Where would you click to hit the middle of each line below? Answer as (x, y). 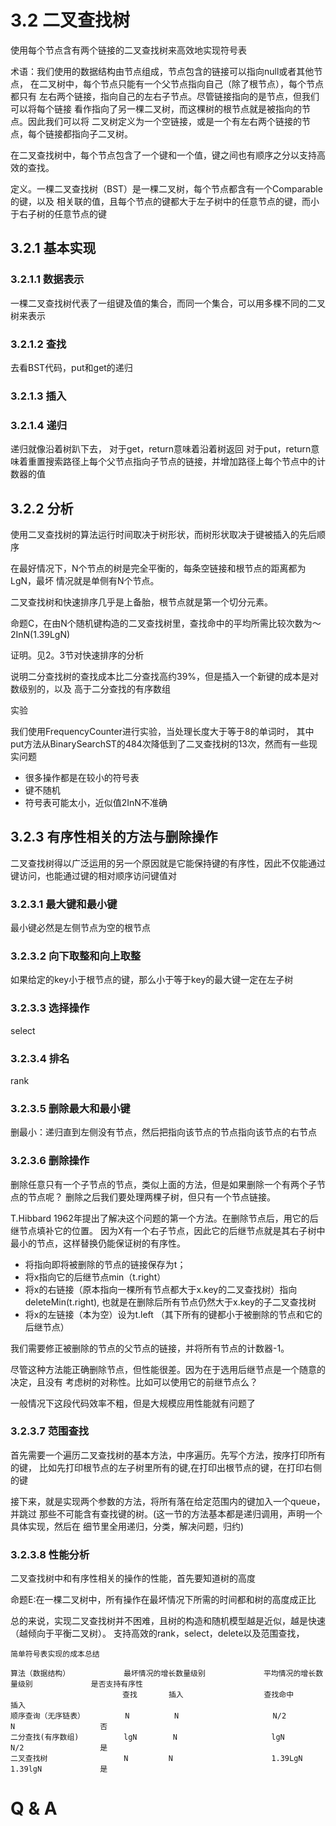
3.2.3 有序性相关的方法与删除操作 (114, 837)
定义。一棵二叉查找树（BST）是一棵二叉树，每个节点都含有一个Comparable (166, 188)
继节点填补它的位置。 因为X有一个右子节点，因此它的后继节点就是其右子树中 (168, 1230)
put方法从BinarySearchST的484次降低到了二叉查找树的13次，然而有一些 (159, 743)
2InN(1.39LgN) (40, 634)
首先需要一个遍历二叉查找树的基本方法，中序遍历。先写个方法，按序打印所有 (168, 1455)
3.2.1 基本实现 (53, 248)
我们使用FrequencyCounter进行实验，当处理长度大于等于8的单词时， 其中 (162, 731)
